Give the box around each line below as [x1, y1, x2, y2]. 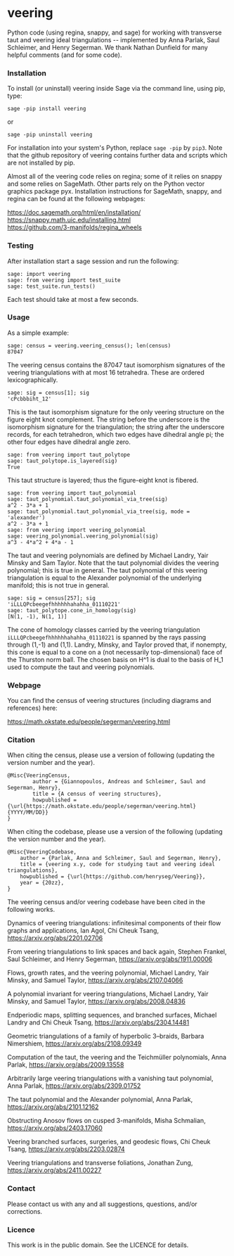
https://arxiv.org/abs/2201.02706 [7, 934, 103, 942]
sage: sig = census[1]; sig [7, 389, 90, 396]
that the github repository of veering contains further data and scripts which [7, 151, 228, 160]
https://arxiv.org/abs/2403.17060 [7, 1124, 103, 1132]
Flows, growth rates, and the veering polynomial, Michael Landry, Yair [7, 969, 209, 977]
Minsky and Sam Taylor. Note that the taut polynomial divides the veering [7, 558, 219, 567]
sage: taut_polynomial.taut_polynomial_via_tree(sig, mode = [7, 508, 190, 515]
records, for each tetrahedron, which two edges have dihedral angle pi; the [7, 430, 225, 438]
